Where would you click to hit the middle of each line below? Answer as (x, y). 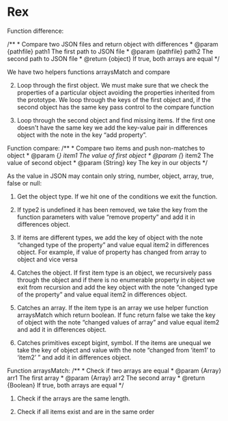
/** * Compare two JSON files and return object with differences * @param (113, 44)
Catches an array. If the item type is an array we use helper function (113, 307)
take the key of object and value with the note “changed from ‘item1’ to (116, 350)
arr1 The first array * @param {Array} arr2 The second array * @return (106, 378)
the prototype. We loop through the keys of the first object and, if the (114, 99)
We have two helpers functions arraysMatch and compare (89, 72)
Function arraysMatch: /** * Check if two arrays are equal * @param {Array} (114, 370)
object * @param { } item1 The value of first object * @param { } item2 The (110, 155)
